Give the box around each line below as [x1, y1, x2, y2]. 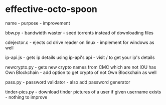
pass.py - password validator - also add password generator [5, 79, 130, 85]
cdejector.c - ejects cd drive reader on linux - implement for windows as [5, 39, 154, 45]
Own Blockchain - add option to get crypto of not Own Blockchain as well [5, 69, 157, 75]
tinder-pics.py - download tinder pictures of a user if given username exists [5, 88, 161, 94]
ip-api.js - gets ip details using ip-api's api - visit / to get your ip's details [5, 54, 155, 60]
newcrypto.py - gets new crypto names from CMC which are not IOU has [5, 64, 156, 70]
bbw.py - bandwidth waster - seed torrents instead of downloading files [5, 29, 154, 35]
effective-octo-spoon [5, 3, 98, 15]
